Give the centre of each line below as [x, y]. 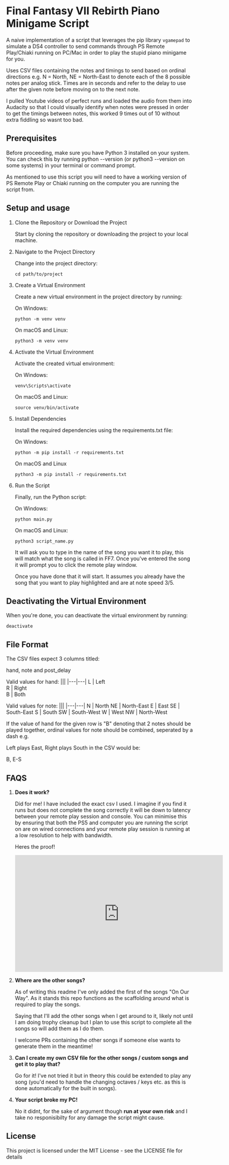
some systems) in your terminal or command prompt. [71, 165]
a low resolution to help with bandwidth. [63, 835]
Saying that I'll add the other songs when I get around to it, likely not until [104, 1016]
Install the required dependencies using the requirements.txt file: [94, 430]
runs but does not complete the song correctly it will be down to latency [103, 810]
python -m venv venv [40, 319]
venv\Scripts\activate [43, 386]
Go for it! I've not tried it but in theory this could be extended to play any [103, 1076]
